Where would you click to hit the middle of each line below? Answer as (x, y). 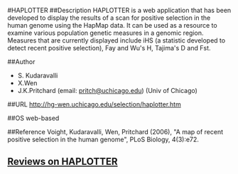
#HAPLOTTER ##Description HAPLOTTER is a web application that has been (119, 10)
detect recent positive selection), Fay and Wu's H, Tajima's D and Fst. (109, 48)
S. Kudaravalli (38, 75)
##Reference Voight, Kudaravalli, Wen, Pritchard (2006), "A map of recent (115, 132)
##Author (21, 62)
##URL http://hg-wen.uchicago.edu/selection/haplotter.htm (94, 104)
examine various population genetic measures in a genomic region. (106, 33)
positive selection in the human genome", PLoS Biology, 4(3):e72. (103, 139)
